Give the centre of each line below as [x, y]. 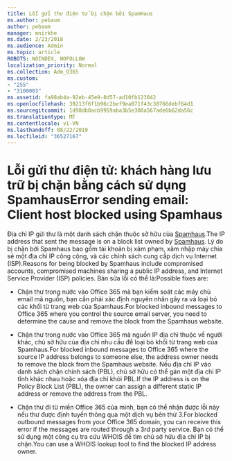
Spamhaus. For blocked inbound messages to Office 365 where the [113, 350]
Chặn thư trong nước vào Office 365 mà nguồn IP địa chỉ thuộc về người [120, 335]
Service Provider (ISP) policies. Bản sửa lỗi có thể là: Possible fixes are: [108, 278]
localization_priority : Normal [52, 65]
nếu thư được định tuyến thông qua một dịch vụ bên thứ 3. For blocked [117, 414]
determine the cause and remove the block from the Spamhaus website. [120, 321]
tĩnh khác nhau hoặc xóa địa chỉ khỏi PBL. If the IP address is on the [113, 379]
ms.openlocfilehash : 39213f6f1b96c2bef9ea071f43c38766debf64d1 [100, 104]
